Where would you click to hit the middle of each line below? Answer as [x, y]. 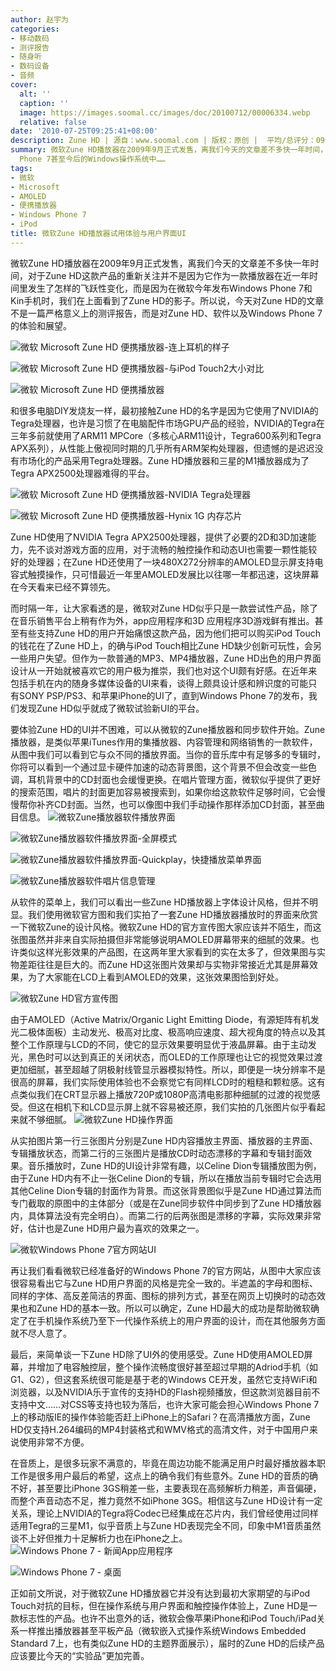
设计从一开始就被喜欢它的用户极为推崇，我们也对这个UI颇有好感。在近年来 [164, 670]
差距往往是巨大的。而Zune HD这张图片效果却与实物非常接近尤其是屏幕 [164, 964]
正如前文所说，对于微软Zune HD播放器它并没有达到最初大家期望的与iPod [160, 1593]
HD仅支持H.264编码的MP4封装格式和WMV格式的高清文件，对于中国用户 [160, 1429]
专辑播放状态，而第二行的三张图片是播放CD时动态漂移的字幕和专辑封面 [157, 1153]
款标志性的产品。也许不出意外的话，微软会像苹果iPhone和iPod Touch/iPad [163, 1618]
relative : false [53, 122]
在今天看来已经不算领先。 [63, 587]
